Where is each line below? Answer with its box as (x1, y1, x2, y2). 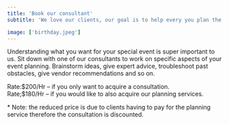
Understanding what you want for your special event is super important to (7, 47, 215, 55)
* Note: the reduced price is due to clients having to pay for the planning (7, 103, 211, 112)
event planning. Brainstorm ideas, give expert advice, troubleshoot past (7, 62, 208, 71)
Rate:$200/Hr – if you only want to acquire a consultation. (7, 83, 170, 91)
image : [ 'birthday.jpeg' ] (7, 29, 81, 36)
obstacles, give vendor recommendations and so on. (7, 69, 155, 77)
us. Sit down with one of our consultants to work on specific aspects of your (7, 55, 222, 63)
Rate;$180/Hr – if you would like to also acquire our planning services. (7, 90, 204, 98)
